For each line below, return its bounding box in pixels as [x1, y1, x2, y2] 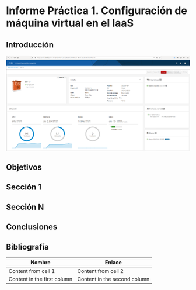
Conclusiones [6, 222, 58, 232]
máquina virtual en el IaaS [6, 16, 134, 30]
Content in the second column [77, 275, 150, 282]
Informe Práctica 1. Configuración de [6, 4, 188, 18]
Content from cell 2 [77, 267, 124, 274]
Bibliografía [6, 241, 50, 252]
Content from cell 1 [8, 267, 55, 274]
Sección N [6, 202, 44, 212]
